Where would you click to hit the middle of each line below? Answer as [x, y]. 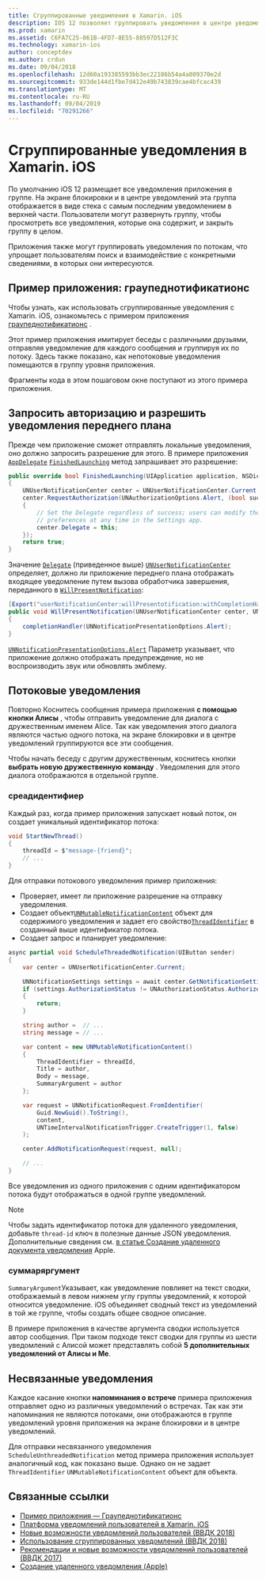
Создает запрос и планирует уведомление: [93, 938]
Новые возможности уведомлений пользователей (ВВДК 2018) [127, 1532]
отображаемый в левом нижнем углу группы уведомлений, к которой [127, 1296]
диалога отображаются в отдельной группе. [83, 776]
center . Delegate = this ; [78, 527]
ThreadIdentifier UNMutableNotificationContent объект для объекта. [123, 1472]
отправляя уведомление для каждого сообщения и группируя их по [124, 347]
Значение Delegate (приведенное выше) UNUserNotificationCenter [120, 565]
